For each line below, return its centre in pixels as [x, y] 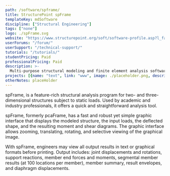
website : [14, 38]
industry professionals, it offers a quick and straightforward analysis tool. [81, 105]
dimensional [18, 100]
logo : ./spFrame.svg [27, 33]
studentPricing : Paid [28, 57]
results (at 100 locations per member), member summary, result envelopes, [83, 163]
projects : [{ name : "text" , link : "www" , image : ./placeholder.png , [78, 76]
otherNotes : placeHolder [31, 80]
